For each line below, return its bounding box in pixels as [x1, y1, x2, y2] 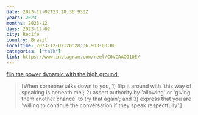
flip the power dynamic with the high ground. [6, 70, 119, 77]
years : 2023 [6, 15, 37, 21]
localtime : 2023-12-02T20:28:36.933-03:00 [6, 43, 116, 49]
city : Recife [6, 31, 40, 38]
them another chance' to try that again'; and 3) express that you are [21, 95, 192, 102]
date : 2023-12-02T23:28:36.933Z [6, 8, 88, 15]
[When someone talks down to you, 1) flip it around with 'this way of [21, 82, 192, 90]
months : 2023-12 [6, 20, 48, 26]
